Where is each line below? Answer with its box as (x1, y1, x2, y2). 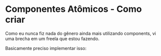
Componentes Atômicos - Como (5, 3, 142, 15)
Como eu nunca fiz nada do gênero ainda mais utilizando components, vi (5, 30, 156, 36)
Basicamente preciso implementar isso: (5, 45, 87, 51)
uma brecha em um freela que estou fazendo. (5, 36, 100, 42)
